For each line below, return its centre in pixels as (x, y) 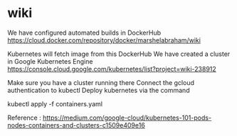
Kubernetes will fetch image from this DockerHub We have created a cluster (119, 54)
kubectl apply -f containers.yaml (55, 103)
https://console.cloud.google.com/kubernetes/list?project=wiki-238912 (112, 69)
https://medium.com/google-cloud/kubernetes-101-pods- (127, 118)
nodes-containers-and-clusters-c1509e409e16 (77, 125)
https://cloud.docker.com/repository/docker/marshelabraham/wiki (104, 40)
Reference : (24, 118)
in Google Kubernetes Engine (50, 61)
